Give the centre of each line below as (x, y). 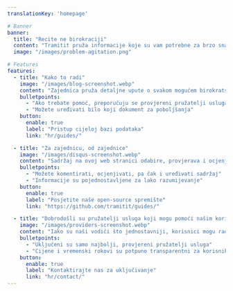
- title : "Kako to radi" (49, 77)
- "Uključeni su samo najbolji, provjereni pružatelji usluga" (119, 244)
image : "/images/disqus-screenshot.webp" (80, 155)
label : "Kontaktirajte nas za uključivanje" (91, 271)
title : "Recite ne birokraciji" (60, 39)
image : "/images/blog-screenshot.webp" (77, 84)
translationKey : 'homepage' (48, 14)
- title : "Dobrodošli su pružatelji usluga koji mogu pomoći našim (113, 219)
